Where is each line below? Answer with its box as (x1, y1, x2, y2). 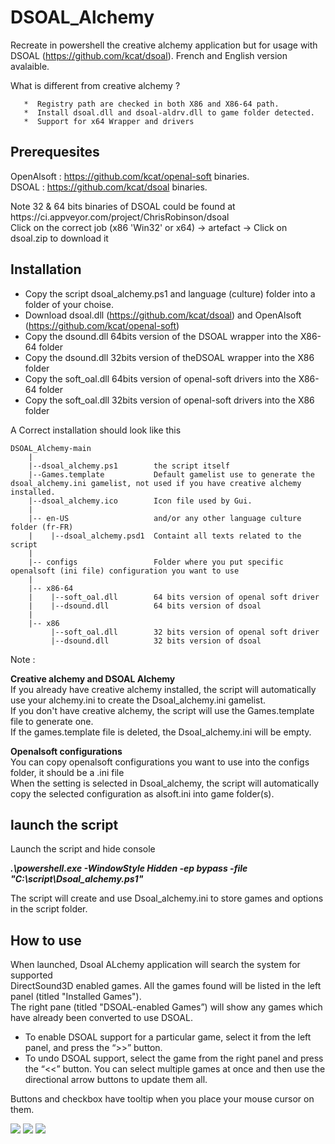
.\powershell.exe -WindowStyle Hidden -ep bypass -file (10, 862, 248, 875)
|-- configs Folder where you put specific (28, 557, 284, 567)
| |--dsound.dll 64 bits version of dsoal (28, 601, 262, 611)
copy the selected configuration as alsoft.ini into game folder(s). (10, 787, 275, 800)
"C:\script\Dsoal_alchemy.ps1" (10, 873, 144, 885)
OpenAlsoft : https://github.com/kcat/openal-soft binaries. (10, 170, 250, 182)
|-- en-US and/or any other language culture (28, 513, 302, 523)
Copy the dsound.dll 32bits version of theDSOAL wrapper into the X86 (24, 351, 315, 363)
